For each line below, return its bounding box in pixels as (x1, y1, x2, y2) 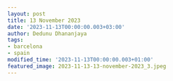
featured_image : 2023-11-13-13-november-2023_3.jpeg (7, 63, 167, 70)
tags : (7, 37, 23, 44)
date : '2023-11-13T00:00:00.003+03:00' (7, 23, 125, 30)
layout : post (7, 10, 46, 18)
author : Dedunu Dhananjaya (7, 30, 87, 37)
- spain (7, 50, 30, 57)
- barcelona (7, 43, 43, 50)
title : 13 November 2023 (7, 17, 81, 24)
